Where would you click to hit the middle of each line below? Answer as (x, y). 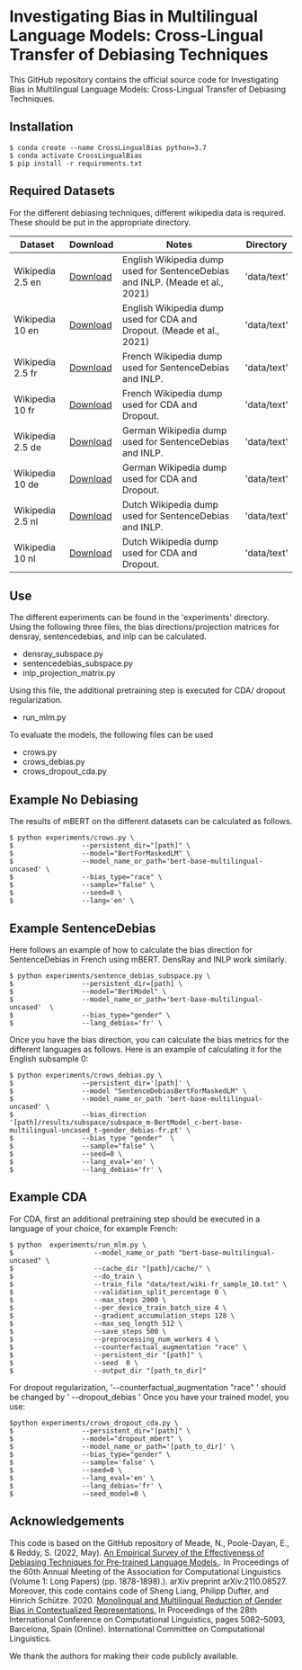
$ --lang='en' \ (72, 901)
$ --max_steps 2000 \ (88, 1300)
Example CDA (49, 1197)
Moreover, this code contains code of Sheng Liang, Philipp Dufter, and (139, 1590)
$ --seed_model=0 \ (78, 1494)
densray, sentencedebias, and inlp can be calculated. (108, 636)
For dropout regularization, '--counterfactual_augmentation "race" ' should (147, 1387)
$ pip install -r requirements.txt (76, 164)
